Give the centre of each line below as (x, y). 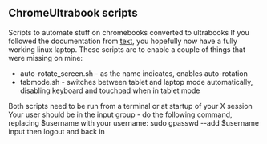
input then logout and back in (57, 131)
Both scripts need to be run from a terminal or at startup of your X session (130, 106)
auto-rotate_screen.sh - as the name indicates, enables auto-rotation (134, 73)
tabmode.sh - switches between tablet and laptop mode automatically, (136, 82)
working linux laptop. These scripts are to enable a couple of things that (127, 49)
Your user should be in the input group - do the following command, (120, 114)
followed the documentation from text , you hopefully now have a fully (123, 41)
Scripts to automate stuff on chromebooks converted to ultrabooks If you (129, 32)
